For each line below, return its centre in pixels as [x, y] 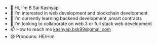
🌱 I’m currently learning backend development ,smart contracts [76, 18]
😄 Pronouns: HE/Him [32, 36]
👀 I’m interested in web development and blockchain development [79, 13]
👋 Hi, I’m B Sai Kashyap [34, 8]
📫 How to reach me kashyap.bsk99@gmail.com [61, 29]
